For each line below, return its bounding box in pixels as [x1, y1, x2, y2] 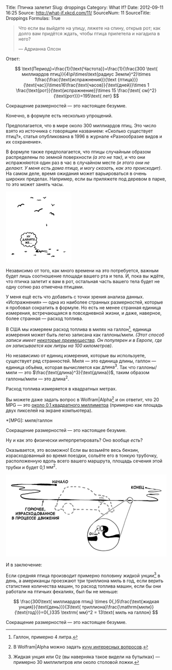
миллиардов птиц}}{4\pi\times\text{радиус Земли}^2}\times [21, 71, 151, 77]
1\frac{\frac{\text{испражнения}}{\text [34, 77, 117, 82]
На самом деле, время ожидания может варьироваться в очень [6, 171, 147, 176]
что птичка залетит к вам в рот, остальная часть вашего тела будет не [6, 279, 160, 284]
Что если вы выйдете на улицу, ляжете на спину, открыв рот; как [18, 25, 161, 31]
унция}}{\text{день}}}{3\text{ [18, 604, 81, 610]
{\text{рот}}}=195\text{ [53, 93, 102, 99]
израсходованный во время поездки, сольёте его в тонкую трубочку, [6, 452, 158, 458]
